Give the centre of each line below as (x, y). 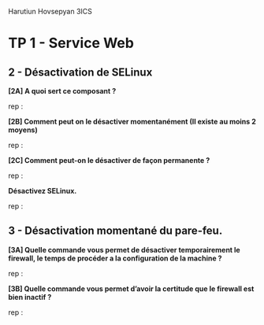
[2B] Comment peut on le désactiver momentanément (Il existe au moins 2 (132, 122)
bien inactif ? (30, 297)
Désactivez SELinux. (43, 191)
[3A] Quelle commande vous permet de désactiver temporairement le (124, 249)
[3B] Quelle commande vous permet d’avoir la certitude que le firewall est (131, 288)
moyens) (23, 130)
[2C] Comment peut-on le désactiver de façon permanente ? (109, 160)
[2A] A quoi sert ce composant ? (62, 91)
